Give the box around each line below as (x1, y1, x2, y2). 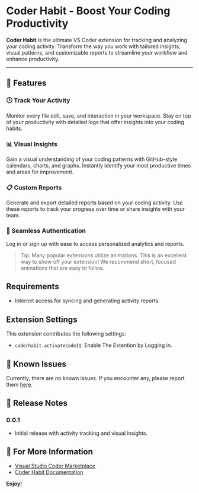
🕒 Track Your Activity (6, 96, 70, 105)
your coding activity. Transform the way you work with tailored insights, (6, 43, 181, 50)
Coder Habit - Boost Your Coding (6, 4, 171, 18)
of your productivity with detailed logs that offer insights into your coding (6, 118, 185, 125)
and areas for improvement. (6, 168, 74, 175)
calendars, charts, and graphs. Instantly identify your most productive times (6, 162, 191, 169)
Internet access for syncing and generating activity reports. (14, 297, 160, 304)
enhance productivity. (6, 55, 60, 62)
